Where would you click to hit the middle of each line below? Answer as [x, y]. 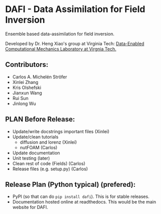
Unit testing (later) [31, 158]
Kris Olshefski [27, 87]
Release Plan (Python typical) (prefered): [70, 184]
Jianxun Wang [27, 93]
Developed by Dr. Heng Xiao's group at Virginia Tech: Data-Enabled [75, 43]
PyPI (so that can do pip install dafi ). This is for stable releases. [81, 196]
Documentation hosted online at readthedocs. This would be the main [84, 202]
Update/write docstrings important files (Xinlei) [61, 131]
